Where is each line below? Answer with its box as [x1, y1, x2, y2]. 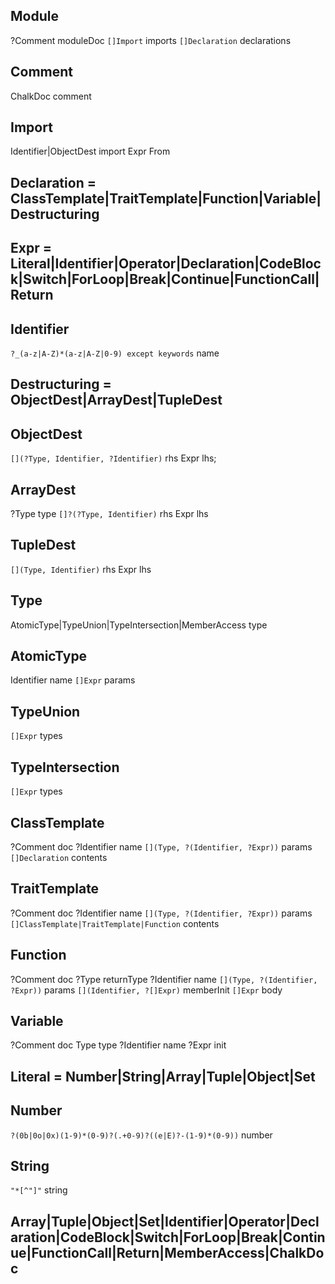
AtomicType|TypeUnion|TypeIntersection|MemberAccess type [10, 619, 268, 631]
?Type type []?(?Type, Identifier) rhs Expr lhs [10, 508, 209, 520]
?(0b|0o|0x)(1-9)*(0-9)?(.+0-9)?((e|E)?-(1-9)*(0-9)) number [10, 1129, 273, 1141]
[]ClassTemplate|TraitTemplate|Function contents [10, 917, 220, 929]
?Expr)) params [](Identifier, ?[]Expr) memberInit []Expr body [10, 984, 283, 996]
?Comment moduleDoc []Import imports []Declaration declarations [10, 34, 292, 46]
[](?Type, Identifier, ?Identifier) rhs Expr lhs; [10, 452, 217, 464]
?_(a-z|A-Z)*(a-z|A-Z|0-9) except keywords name [10, 347, 220, 359]
